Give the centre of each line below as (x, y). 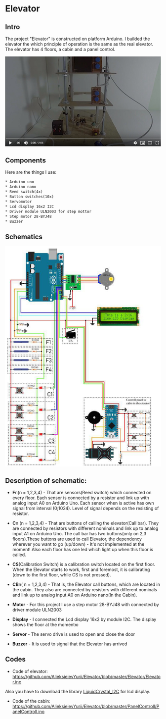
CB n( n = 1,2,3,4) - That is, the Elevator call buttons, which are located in (86, 584)
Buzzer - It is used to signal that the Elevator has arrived (70, 644)
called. (19, 555)
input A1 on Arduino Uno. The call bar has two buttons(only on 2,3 (79, 534)
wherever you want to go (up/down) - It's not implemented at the (78, 544)
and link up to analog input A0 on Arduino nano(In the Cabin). (75, 595)
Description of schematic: (46, 481)
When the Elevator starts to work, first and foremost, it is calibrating (81, 569)
